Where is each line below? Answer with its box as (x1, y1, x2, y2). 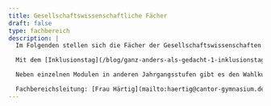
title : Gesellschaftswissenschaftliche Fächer (8, 11, 168, 20)
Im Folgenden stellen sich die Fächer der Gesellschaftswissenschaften (15, 42, 262, 50)
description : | (8, 34, 60, 43)
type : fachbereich (8, 26, 70, 35)
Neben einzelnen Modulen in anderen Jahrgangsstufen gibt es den (15, 71, 240, 79)
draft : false (8, 19, 52, 27)
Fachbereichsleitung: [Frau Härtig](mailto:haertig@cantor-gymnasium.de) (15, 85, 269, 93)
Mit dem (15, 56, 42, 64)
